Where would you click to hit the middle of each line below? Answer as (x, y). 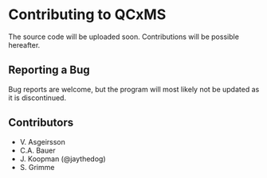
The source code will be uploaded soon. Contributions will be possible (124, 37)
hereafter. (24, 44)
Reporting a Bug (49, 70)
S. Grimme (37, 167)
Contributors (41, 123)
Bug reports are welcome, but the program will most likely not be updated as (134, 89)
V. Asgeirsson (42, 141)
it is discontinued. (37, 98)
